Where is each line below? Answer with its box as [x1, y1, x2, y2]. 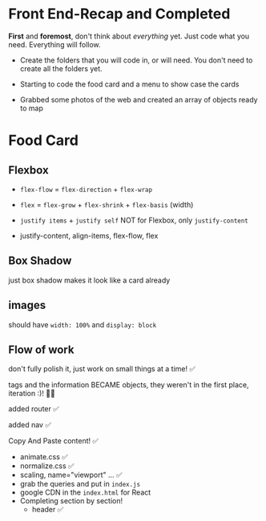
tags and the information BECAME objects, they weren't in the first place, [8, 380, 249, 390]
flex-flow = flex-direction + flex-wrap [19, 184, 153, 194]
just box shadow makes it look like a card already [8, 275, 171, 285]
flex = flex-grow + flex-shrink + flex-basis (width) [19, 199, 194, 209]
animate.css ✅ [19, 452, 68, 462]
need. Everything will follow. [8, 39, 102, 49]
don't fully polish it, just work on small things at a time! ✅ [8, 364, 196, 374]
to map [19, 103, 44, 113]
